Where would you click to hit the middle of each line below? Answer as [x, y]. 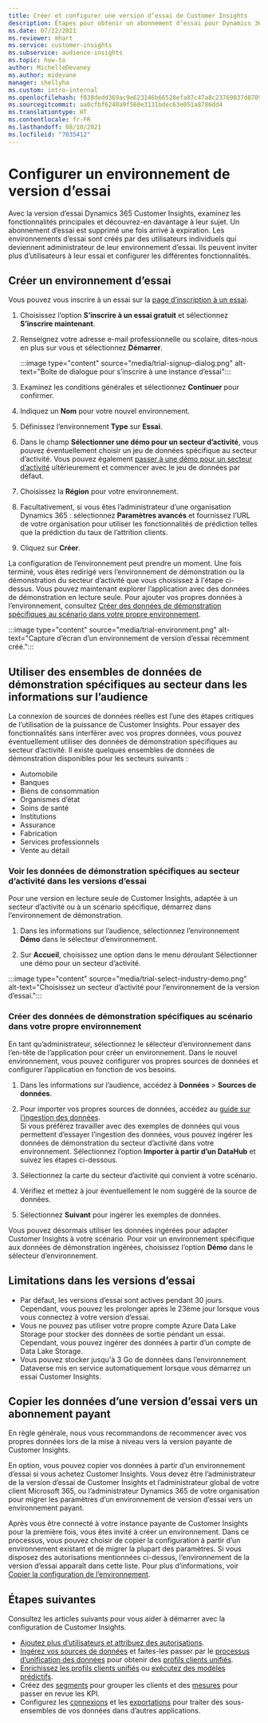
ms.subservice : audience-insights [66, 53]
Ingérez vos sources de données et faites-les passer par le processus [134, 1651]
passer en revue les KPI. [60, 1693]
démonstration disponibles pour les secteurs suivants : [98, 759]
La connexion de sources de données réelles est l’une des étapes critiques [131, 717]
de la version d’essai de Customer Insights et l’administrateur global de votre [134, 1483]
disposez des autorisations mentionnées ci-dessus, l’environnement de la [129, 1558]
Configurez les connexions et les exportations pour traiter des [121, 1702]
